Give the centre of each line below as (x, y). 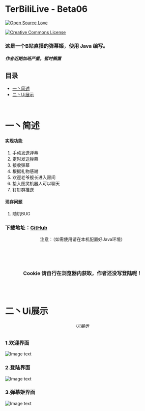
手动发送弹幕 (25, 153)
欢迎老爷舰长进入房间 (34, 177)
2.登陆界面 (18, 368)
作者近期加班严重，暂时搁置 (33, 59)
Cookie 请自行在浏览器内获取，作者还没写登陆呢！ (83, 274)
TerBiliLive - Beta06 (46, 9)
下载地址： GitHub (26, 228)
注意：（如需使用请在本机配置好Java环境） (83, 240)
